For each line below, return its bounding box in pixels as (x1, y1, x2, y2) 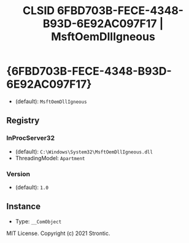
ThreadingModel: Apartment (15, 154, 85, 161)
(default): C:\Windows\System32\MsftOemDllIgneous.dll (15, 148, 153, 155)
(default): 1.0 (15, 183, 49, 191)
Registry (6, 115, 40, 126)
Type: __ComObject (15, 217, 62, 225)
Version (6, 169, 31, 178)
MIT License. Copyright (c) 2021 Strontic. (6, 229, 110, 237)
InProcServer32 (6, 134, 55, 142)
